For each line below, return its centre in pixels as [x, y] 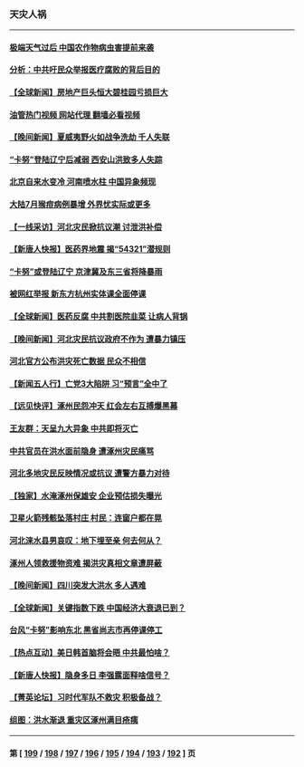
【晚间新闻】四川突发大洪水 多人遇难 [78, 585]
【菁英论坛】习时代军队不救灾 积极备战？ [86, 697]
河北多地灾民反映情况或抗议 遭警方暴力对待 [90, 474]
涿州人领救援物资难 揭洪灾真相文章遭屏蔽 [86, 562]
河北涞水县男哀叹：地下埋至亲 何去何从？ [86, 540]
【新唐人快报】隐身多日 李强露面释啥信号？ [90, 675]
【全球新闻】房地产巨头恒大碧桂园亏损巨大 [89, 92]
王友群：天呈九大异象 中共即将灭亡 [74, 428]
